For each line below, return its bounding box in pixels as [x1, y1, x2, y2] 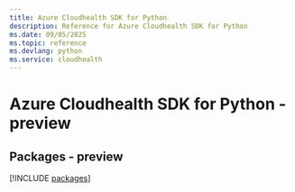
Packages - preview [9, 149, 124, 164]
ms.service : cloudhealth [9, 55, 103, 64]
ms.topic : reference [9, 38, 88, 48]
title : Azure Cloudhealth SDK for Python [9, 13, 168, 23]
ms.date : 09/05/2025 [9, 30, 88, 39]
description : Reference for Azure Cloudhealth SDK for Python [9, 22, 248, 31]
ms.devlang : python [9, 47, 83, 56]
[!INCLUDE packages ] [9, 173, 91, 183]
